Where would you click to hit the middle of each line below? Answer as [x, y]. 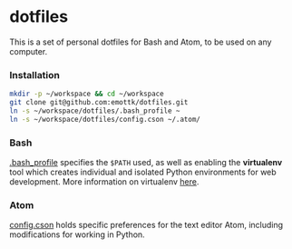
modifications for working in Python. [77, 234]
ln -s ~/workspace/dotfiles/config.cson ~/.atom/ [105, 119]
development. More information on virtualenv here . [104, 182]
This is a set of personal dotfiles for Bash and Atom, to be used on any [141, 42]
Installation [35, 75]
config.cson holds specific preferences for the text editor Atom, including [146, 225]
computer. [29, 51]
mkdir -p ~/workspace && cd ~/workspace [87, 94]
